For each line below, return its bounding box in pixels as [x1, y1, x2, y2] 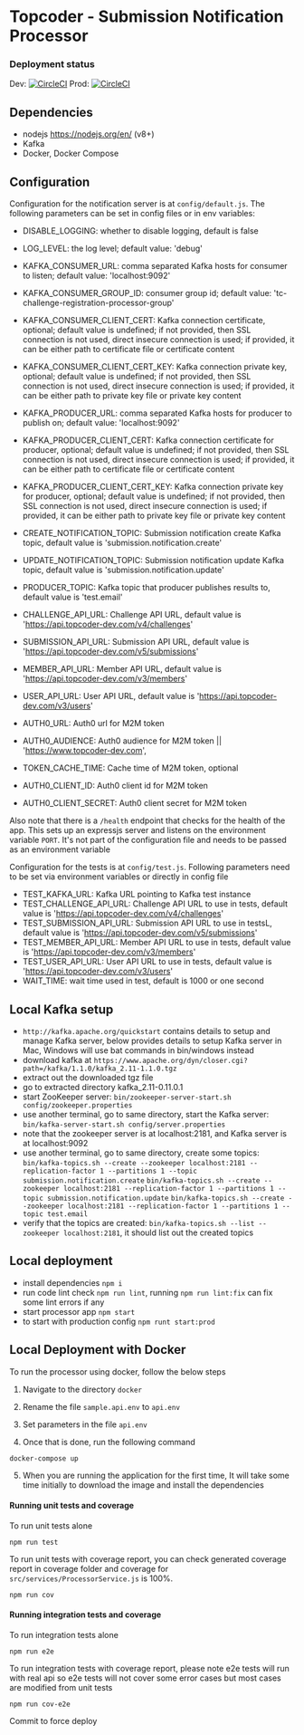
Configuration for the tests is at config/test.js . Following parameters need [9, 862, 290, 873]
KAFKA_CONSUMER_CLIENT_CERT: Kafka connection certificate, [22, 315, 266, 326]
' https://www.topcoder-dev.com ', [22, 745, 147, 756]
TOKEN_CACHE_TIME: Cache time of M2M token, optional [22, 762, 239, 773]
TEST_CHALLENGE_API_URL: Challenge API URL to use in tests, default [22, 898, 288, 909]
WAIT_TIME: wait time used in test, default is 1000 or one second [22, 975, 264, 986]
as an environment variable [9, 844, 111, 855]
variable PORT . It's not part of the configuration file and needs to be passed [9, 835, 287, 846]
